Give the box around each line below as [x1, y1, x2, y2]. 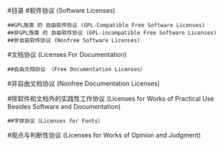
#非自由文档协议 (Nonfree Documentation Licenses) [7, 79, 160, 88]
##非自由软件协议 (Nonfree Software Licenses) [7, 37, 140, 44]
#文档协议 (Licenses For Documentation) [7, 51, 127, 58]
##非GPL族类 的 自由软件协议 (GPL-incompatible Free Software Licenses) [7, 29, 217, 36]
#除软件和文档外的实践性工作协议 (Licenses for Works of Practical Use [7, 95, 214, 103]
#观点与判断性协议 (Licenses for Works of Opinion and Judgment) [7, 131, 201, 139]
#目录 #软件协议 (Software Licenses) [7, 6, 115, 14]
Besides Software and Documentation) [7, 103, 121, 110]
